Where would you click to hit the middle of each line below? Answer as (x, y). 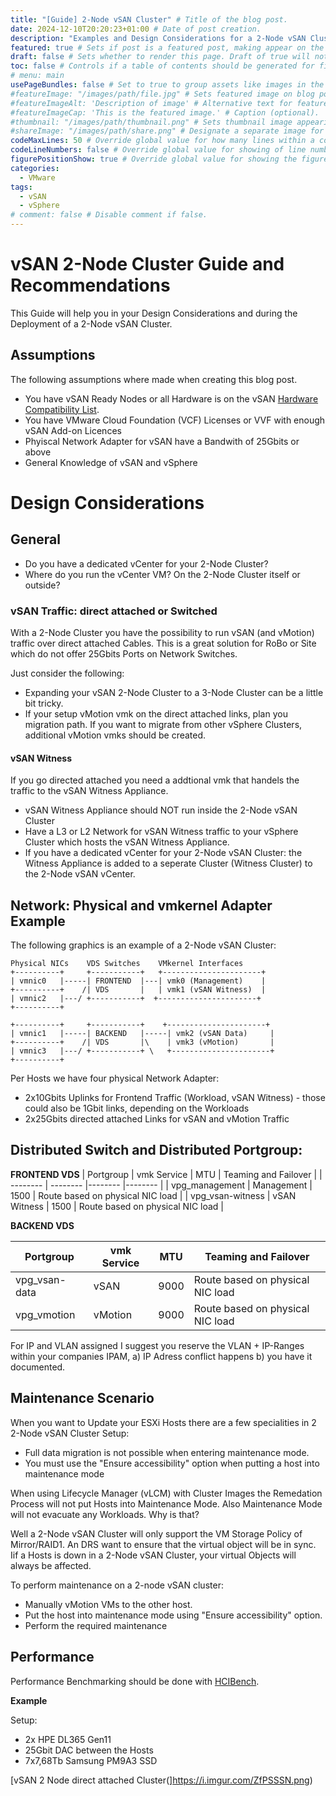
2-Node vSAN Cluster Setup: (70, 1433)
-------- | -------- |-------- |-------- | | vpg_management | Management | (161, 1185)
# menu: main (37, 76)
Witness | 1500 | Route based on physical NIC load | (117, 1206)
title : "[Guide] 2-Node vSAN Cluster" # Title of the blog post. (149, 19)
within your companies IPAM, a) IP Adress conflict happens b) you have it (161, 1356)
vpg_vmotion (45, 1314)
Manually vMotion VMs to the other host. (108, 1604)
